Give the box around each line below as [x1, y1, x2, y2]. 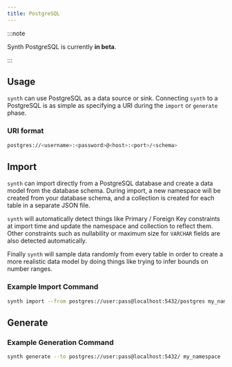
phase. [7, 109, 27, 117]
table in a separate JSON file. [7, 201, 91, 209]
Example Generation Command [7, 337, 114, 347]
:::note [7, 29, 26, 37]
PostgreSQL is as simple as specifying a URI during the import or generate [7, 102, 218, 110]
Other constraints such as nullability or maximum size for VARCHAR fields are [7, 229, 221, 238]
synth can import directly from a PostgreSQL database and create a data [7, 179, 213, 187]
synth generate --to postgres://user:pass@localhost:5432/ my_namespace [7, 353, 221, 360]
